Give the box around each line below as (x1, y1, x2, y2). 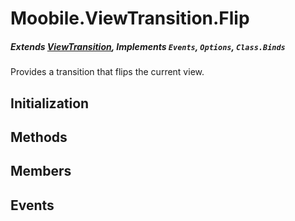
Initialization (10, 95, 90, 112)
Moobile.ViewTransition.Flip (10, 7, 250, 30)
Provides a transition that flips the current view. (10, 66, 205, 78)
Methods (10, 128, 68, 146)
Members (10, 163, 72, 180)
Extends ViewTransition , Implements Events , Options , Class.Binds (10, 40, 286, 52)
